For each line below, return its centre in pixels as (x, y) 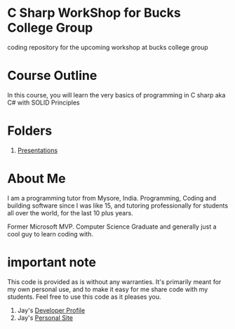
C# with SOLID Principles (43, 102)
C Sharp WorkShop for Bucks (94, 13)
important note (52, 262)
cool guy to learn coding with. (50, 234)
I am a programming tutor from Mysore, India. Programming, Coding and (112, 198)
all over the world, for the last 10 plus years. (70, 213)
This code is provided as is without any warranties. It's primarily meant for (114, 281)
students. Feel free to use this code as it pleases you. (84, 297)
